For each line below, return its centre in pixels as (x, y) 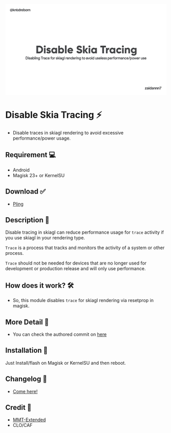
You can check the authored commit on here (60, 334)
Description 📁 (27, 220)
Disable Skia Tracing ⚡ (54, 115)
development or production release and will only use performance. (76, 269)
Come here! (25, 391)
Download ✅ (26, 192)
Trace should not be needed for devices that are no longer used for (76, 263)
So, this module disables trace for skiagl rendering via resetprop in (83, 300)
